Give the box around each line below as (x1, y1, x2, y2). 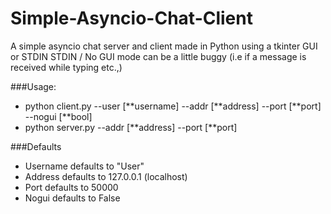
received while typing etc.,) (10, 61, 123, 73)
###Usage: (10, 80, 57, 92)
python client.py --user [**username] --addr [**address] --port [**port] (24, 100, 322, 112)
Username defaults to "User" (24, 160, 145, 172)
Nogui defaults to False (24, 192, 121, 204)
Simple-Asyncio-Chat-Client (10, 7, 253, 30)
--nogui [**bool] (24, 110, 93, 122)
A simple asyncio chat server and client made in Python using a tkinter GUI (10, 40, 318, 52)
